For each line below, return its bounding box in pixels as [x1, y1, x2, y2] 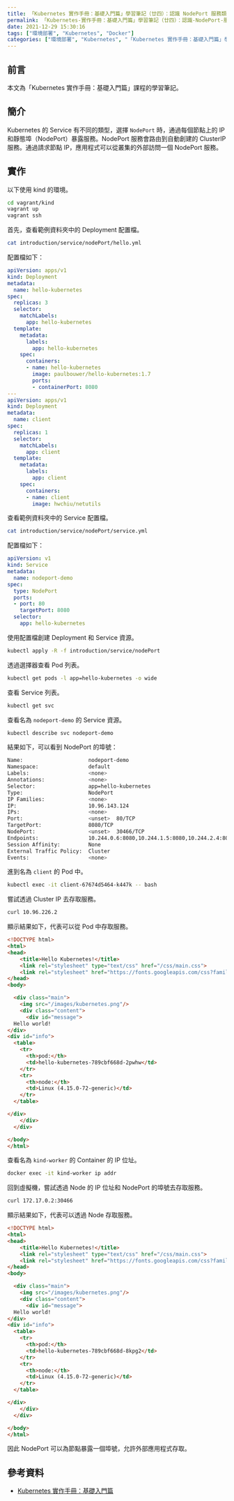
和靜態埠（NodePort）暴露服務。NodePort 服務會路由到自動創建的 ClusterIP [7, 134, 226, 143]
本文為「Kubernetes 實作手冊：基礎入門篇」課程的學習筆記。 [7, 83, 182, 91]
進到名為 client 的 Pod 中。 [7, 867, 87, 876]
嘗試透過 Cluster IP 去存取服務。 [7, 895, 100, 904]
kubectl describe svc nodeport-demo [7, 729, 114, 736]
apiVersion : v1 [7, 555, 52, 562]
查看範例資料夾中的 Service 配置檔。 [7, 514, 112, 522]
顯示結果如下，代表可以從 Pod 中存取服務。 [7, 922, 132, 931]
